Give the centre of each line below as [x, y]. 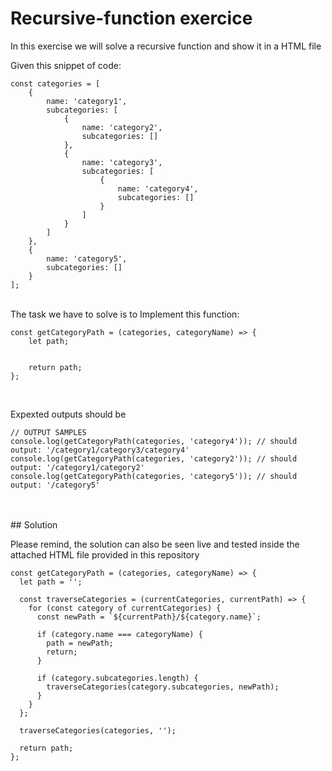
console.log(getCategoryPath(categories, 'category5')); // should [154, 476]
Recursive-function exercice [131, 18]
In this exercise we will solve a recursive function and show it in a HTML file [166, 46]
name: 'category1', [87, 101]
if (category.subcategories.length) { [117, 678]
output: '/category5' [55, 485]
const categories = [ [55, 83]
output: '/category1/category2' [77, 467]
